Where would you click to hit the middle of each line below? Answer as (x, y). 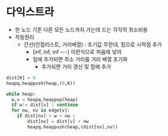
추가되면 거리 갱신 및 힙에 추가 (76, 66)
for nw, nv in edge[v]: (41, 111)
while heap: (21, 94)
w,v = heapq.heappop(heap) (45, 99)
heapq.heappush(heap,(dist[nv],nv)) (73, 127)
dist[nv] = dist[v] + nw (58, 122)
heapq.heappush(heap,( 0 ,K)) (41, 83)
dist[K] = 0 (21, 77)
